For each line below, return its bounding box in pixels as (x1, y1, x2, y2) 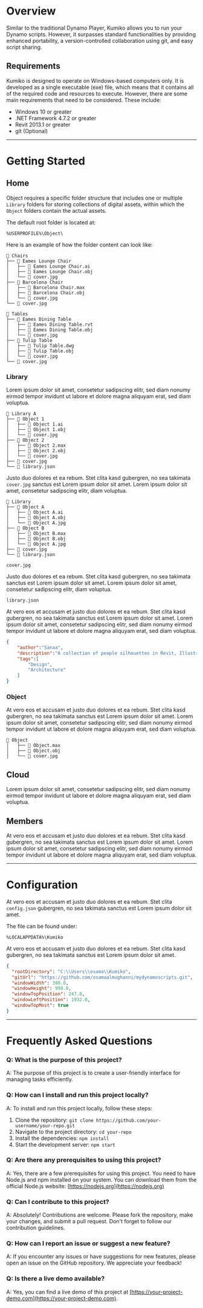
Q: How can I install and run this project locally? (6, 1091, 149, 1099)
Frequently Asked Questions (6, 1034, 153, 1047)
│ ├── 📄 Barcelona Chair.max (6, 284, 85, 291)
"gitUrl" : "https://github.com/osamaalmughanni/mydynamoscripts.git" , (11, 974, 193, 980)
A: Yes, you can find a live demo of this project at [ (6, 1288, 132, 1295)
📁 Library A (6, 411, 36, 417)
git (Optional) (14, 127, 48, 134)
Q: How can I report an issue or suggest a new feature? (6, 1239, 171, 1248)
